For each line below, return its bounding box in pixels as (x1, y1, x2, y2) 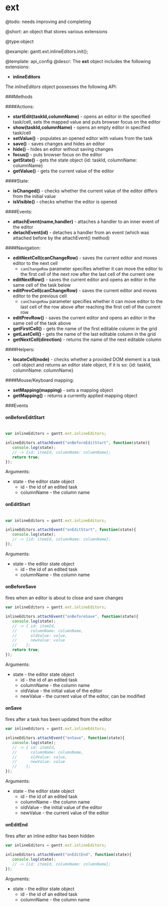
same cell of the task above (12, 320, 71, 326)
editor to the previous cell (12, 293, 67, 299)
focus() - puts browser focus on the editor (12, 151, 102, 157)
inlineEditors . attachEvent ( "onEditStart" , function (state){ (5, 527, 137, 532)
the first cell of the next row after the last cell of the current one (20, 271, 155, 277)
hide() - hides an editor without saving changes (12, 146, 114, 152)
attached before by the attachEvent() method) (12, 235, 110, 241)
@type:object (5, 38, 34, 45)
